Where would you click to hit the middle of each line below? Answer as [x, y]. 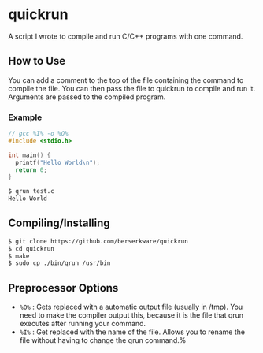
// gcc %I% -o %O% [38, 134]
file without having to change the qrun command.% [103, 340]
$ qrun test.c [31, 191]
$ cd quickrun [31, 249]
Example [25, 117]
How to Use [37, 61]
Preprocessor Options [63, 288]
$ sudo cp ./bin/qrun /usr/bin [59, 263]
